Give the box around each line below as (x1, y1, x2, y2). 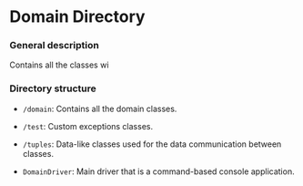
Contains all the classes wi (9, 59, 109, 70)
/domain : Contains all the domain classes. (22, 103, 177, 114)
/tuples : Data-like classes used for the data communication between (22, 139, 282, 150)
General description (9, 39, 100, 52)
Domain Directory (9, 6, 146, 27)
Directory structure (9, 82, 97, 95)
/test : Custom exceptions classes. (22, 120, 153, 131)
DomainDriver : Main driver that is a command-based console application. (22, 166, 295, 177)
